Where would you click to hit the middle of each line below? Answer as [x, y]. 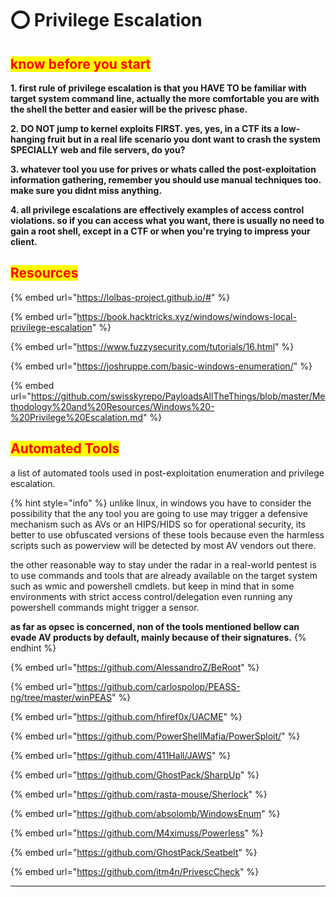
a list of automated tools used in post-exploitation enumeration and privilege [167, 473]
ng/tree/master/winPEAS [61, 697]
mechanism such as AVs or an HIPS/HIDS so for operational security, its [158, 524]
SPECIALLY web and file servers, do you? [98, 150]
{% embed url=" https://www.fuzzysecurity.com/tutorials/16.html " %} [152, 346]
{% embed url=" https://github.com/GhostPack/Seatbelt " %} [134, 852]
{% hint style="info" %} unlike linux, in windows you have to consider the [161, 503]
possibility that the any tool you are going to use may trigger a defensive [159, 513]
